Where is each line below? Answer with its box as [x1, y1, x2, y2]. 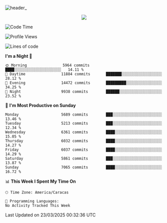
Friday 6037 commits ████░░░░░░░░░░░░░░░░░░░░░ [5, 147, 162, 152]
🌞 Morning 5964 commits [5, 63, 90, 68]
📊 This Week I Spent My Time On [5, 178, 76, 184]
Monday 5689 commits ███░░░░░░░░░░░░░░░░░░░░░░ [5, 112, 162, 117]
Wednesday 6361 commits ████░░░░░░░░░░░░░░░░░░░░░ [5, 130, 162, 135]
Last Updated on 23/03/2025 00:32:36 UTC [5, 212, 96, 218]
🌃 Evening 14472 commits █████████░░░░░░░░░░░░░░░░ [5, 80, 162, 85]
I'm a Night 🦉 [5, 53, 32, 59]
